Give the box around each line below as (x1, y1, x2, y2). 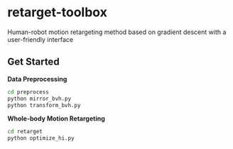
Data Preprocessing (7, 74, 67, 83)
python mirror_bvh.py (7, 95, 72, 102)
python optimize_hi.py (7, 135, 75, 142)
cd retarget (7, 128, 43, 136)
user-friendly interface (7, 35, 73, 43)
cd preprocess (7, 88, 50, 96)
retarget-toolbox (7, 4, 108, 21)
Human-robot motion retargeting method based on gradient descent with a (7, 28, 227, 36)
